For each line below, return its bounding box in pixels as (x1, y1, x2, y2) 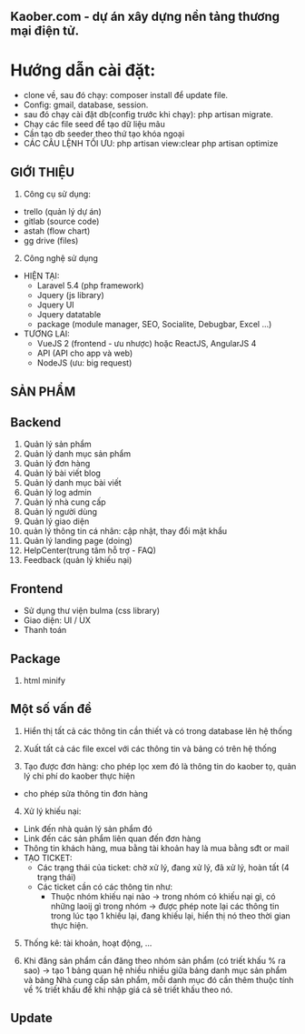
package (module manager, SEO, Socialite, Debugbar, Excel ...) (36, 319, 272, 330)
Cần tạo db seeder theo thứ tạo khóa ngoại (23, 128, 185, 139)
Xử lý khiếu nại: (23, 806, 82, 817)
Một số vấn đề (10, 701, 93, 717)
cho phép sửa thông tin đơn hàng (23, 788, 149, 798)
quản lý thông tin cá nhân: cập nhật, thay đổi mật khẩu (23, 526, 228, 537)
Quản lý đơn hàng (23, 458, 91, 469)
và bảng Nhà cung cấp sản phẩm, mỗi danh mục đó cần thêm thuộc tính (23, 974, 294, 985)
